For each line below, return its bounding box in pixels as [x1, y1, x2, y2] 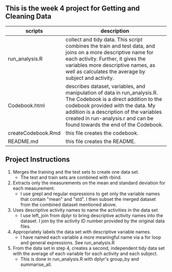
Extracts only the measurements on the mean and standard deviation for [12, 179, 165, 186]
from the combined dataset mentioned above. [20, 201, 117, 207]
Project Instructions [5, 155, 70, 164]
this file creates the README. [66, 138, 136, 145]
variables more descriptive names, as [66, 61, 156, 69]
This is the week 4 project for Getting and [5, 4, 140, 13]
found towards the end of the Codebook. [66, 121, 163, 128]
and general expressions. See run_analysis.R [20, 239, 115, 245]
